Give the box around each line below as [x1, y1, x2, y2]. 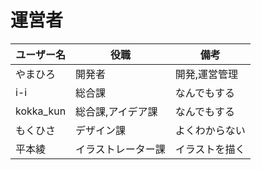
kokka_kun [15, 104, 67, 118]
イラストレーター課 [75, 142, 166, 156]
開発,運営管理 [174, 67, 239, 81]
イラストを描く [174, 142, 246, 156]
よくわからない [174, 123, 246, 137]
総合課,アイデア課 [75, 104, 158, 118]
